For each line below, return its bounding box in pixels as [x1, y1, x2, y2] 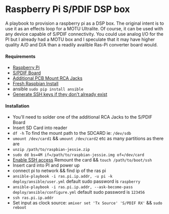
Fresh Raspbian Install [12, 81, 59, 87]
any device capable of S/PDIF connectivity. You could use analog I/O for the [5, 31, 163, 37]
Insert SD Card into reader [12, 125, 67, 131]
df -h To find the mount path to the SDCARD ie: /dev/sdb [12, 130, 132, 136]
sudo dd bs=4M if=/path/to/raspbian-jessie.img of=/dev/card [12, 152, 145, 157]
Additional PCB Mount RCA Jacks [12, 75, 82, 81]
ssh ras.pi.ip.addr [12, 195, 54, 200]
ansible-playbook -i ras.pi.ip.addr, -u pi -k [12, 174, 113, 179]
